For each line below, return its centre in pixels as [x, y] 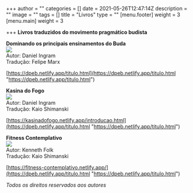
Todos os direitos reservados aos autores [56, 185]
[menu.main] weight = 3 [35, 21]
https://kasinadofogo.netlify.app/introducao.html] [67, 120]
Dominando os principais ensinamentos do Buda [66, 44]
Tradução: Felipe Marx [33, 62]
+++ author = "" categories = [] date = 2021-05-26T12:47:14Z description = [97, 8]
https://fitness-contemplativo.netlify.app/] [58, 167]
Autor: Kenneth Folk [30, 150]
